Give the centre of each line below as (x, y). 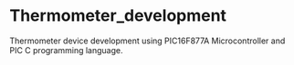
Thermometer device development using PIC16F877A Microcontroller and (147, 41)
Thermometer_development (118, 16)
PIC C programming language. (66, 50)
